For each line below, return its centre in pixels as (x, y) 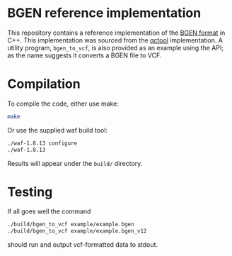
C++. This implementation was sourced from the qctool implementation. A (115, 40)
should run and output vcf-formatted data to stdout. (82, 245)
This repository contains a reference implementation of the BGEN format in (116, 33)
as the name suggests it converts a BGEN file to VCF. (85, 55)
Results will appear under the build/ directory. (75, 163)
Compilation (44, 84)
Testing (30, 192)
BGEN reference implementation (104, 13)
